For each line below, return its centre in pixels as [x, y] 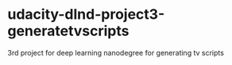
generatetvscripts [68, 31]
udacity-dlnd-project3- [86, 14]
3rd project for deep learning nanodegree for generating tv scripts [116, 52]
